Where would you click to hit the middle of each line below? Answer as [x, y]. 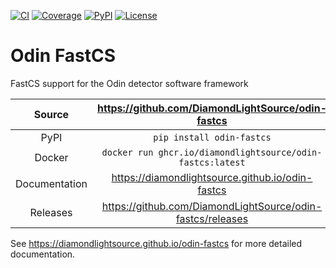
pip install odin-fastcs [212, 137]
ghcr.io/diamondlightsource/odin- [240, 152]
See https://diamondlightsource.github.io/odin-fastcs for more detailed [156, 243]
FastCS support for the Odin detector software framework [129, 83]
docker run [127, 152]
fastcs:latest [212, 162]
